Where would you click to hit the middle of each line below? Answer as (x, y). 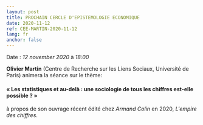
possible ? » (22, 95)
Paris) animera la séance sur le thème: (54, 75)
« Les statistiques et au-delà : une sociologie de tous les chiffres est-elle (100, 89)
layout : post (23, 12)
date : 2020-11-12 (28, 23)
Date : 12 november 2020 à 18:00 (48, 57)
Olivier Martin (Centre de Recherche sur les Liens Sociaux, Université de (98, 69)
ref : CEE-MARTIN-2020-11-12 (42, 29)
